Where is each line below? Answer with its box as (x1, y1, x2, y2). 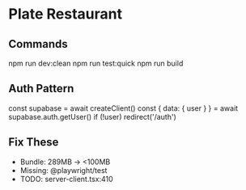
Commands (8, 37, 69, 51)
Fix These (8, 135, 59, 150)
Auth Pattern (8, 82, 74, 95)
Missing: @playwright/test (19, 165, 108, 175)
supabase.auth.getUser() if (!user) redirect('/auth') (8, 112, 176, 121)
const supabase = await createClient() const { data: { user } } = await (8, 103, 239, 113)
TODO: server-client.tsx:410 (19, 174, 113, 184)
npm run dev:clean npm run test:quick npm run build (8, 58, 184, 68)
